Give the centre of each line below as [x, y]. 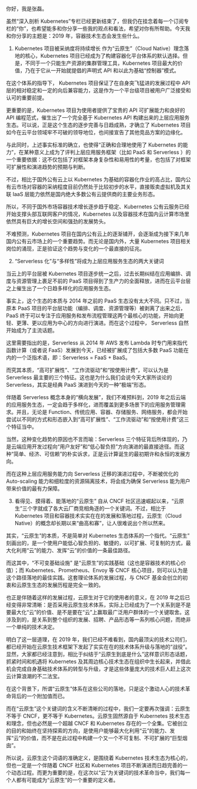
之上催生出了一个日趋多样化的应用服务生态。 [60, 288]
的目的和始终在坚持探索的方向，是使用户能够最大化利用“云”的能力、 [88, 731]
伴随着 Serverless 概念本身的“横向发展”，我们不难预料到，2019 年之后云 [94, 397]
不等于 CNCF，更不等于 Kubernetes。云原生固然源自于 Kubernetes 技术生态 [98, 716]
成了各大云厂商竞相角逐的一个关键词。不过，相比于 [104, 508]
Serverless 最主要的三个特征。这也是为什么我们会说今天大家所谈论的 [89, 377]
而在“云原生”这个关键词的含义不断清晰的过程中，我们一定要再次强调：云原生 [98, 709]
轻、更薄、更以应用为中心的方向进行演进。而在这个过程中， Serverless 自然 [98, 323]
